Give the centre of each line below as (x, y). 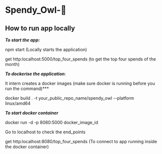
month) (12, 64)
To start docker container (32, 113)
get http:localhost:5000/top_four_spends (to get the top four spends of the (81, 59)
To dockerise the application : (36, 74)
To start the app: (23, 40)
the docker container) (27, 147)
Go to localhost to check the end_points (45, 132)
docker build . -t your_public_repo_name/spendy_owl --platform (69, 98)
